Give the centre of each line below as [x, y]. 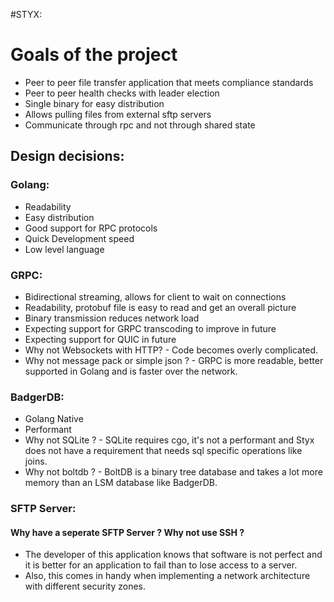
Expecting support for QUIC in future [100, 339]
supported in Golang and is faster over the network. [131, 371]
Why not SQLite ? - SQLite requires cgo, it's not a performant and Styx [169, 440]
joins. [36, 461]
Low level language [64, 249]
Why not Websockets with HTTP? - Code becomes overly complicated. [171, 350]
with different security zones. [85, 586]
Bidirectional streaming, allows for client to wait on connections [155, 296]
